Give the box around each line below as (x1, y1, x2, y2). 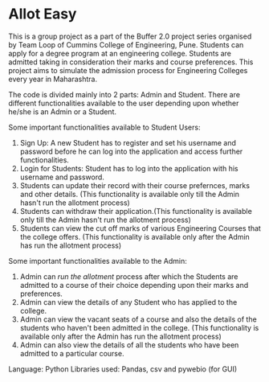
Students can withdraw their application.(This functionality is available (19, 206, 253, 216)
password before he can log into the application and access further (19, 146, 243, 156)
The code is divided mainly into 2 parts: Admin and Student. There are (8, 89, 241, 99)
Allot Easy (8, 5, 77, 23)
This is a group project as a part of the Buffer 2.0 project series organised (8, 31, 252, 41)
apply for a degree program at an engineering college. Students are (8, 48, 231, 58)
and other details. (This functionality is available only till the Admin (19, 189, 239, 199)
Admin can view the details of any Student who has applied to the (19, 297, 238, 306)
